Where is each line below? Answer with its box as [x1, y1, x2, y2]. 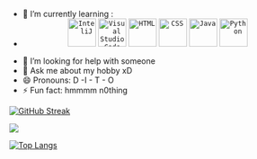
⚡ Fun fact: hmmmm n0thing [22, 85, 128, 95]
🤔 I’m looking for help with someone [22, 56, 155, 66]
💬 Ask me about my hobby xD [22, 66, 133, 75]
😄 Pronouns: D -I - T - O [22, 75, 114, 85]
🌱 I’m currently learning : [22, 9, 114, 19]
